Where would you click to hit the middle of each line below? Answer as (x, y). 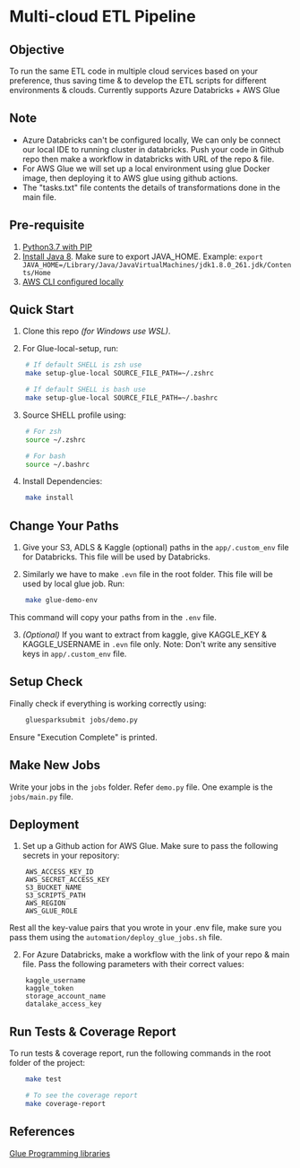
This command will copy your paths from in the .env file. (113, 617)
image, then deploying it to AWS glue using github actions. (130, 177)
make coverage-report (65, 1103)
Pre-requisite (47, 225)
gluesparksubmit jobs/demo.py (82, 720)
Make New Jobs (55, 765)
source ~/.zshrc (56, 440)
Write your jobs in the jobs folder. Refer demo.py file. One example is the (141, 787)
